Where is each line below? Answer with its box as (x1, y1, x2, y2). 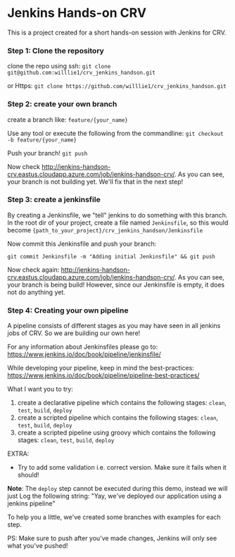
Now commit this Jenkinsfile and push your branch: (7, 239, 157, 248)
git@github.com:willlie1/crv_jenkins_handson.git (7, 69, 156, 77)
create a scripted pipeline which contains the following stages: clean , (17, 413, 219, 422)
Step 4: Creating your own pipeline (7, 305, 129, 315)
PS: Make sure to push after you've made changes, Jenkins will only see (7, 534, 217, 543)
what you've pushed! (7, 542, 68, 550)
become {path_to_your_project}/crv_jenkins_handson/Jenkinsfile (7, 225, 203, 234)
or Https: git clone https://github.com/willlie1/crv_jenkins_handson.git (7, 82, 227, 90)
